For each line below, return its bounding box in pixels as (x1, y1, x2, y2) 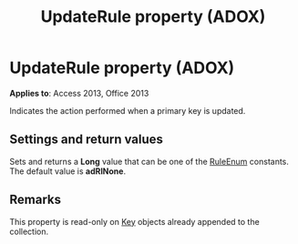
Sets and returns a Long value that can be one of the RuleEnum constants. (9, 156, 290, 167)
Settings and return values (9, 132, 164, 147)
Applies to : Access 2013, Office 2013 (9, 87, 149, 98)
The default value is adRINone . (9, 166, 126, 177)
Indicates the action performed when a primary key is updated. (9, 105, 246, 116)
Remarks (9, 192, 62, 208)
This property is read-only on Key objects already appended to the (9, 216, 260, 227)
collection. (9, 226, 49, 237)
